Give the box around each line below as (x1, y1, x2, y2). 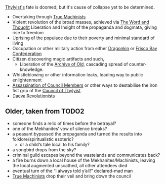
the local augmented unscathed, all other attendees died (12, 162, 127, 168)
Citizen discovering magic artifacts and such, (12, 56, 105, 61)
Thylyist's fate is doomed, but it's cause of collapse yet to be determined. (5, 4, 155, 10)
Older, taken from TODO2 (5, 107, 84, 116)
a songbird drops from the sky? (12, 146, 77, 153)
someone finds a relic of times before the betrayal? (12, 120, 116, 126)
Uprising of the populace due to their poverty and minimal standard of (12, 35, 155, 41)
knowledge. (19, 66, 44, 72)
